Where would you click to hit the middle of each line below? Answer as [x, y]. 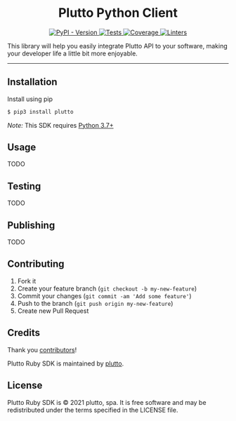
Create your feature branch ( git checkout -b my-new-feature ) [107, 288]
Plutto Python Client [118, 13]
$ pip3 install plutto [40, 112]
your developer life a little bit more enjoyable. [73, 53]
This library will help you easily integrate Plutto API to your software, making [117, 46]
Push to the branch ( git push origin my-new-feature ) [95, 303]
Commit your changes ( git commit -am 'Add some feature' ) [104, 295]
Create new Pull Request [53, 311]
